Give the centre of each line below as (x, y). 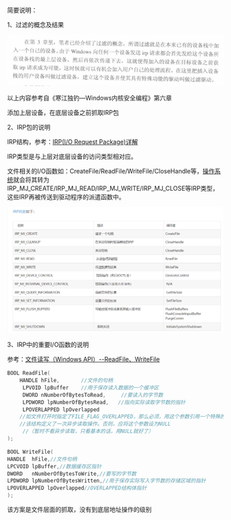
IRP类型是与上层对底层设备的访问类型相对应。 (72, 156)
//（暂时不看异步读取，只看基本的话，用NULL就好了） (88, 431)
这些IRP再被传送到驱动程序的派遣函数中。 (66, 197)
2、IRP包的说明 (29, 127)
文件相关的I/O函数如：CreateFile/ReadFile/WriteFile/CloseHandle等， (105, 171)
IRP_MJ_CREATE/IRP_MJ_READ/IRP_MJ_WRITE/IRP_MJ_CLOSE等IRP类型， (113, 189)
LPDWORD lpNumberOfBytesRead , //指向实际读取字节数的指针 (104, 402)
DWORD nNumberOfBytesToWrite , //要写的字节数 (72, 474)
